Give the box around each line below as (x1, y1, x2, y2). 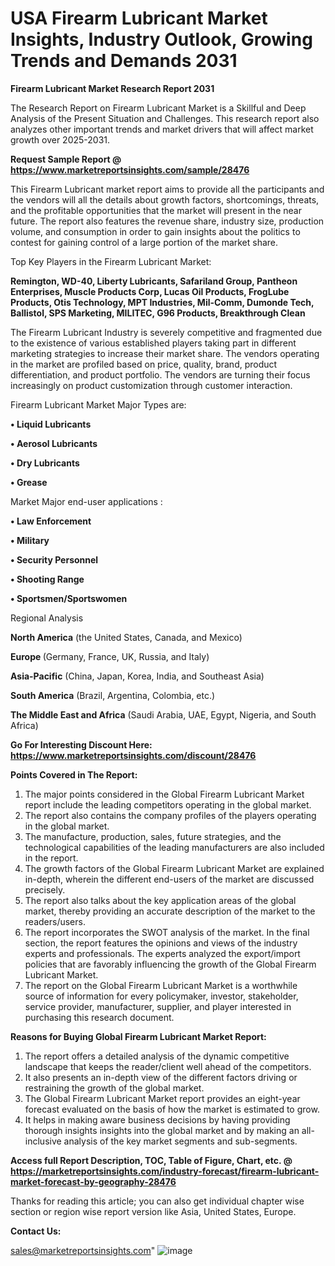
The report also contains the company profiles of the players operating (24, 809, 317, 821)
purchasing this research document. (24, 1011, 175, 1023)
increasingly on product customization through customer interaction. (10, 379, 293, 391)
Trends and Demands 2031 (10, 50, 238, 72)
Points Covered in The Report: (10, 768, 138, 781)
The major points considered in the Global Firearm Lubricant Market (24, 788, 305, 800)
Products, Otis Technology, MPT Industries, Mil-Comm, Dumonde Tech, (10, 296, 315, 308)
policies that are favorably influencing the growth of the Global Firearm (24, 958, 317, 970)
